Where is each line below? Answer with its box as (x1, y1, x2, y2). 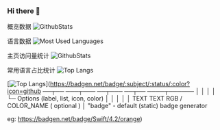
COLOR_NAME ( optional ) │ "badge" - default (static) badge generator (7, 102, 208, 110)
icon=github (7, 87, 42, 95)
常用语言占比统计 (7, 66, 56, 75)
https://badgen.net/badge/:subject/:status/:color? (50, 80, 191, 88)
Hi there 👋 (7, 6, 41, 16)
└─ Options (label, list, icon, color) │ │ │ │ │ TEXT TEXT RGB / (7, 94, 183, 103)
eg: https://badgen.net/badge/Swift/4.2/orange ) (7, 115, 143, 123)
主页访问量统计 (7, 51, 49, 60)
